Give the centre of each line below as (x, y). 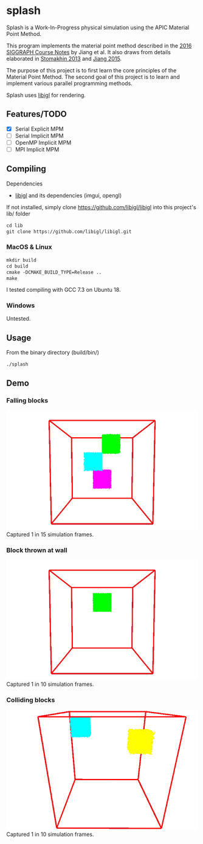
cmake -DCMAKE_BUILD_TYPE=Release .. (54, 272)
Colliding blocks (31, 700)
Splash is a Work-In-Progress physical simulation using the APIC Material (98, 27)
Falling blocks (27, 400)
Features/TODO (36, 114)
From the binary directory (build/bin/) (53, 353)
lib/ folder (18, 213)
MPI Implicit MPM (37, 149)
